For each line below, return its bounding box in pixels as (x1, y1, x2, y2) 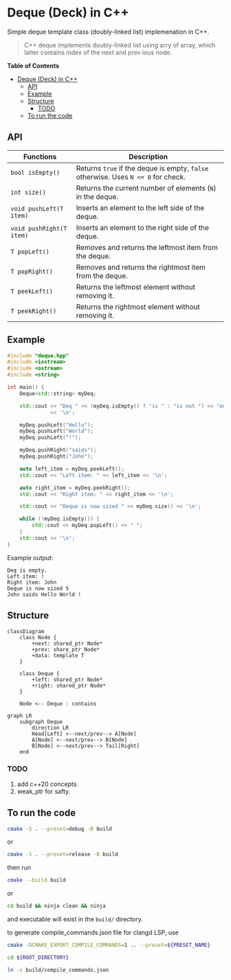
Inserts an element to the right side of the (76, 222, 210, 232)
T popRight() (10, 267, 54, 275)
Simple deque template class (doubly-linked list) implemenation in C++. (7, 28, 210, 36)
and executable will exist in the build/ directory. (7, 915, 143, 924)
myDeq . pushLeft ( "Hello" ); (19, 421, 94, 428)
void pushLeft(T (10, 204, 64, 213)
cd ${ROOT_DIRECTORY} (7, 954, 69, 961)
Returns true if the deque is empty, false (76, 163, 209, 173)
